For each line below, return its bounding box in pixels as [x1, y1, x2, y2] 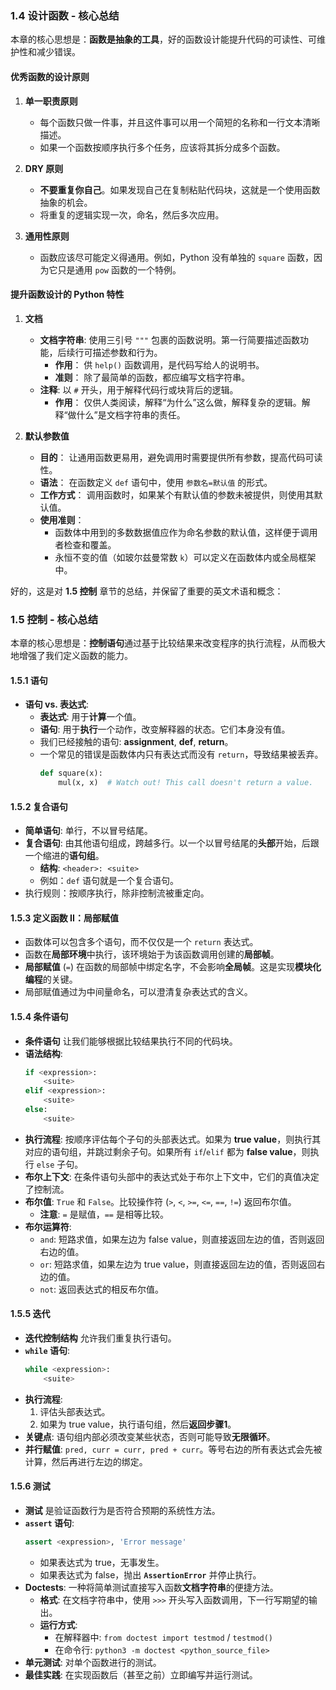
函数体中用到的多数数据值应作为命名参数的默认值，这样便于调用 [54, 526, 318, 538]
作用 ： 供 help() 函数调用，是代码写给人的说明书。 [54, 358, 265, 371]
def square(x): [39, 768, 103, 779]
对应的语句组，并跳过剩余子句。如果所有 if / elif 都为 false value [24, 1145, 293, 1157]
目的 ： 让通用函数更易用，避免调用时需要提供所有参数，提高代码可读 [39, 451, 323, 463]
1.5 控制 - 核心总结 [10, 612, 99, 626]
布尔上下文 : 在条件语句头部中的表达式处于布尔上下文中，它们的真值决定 [24, 1170, 320, 1182]
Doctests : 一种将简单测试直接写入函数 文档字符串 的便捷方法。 [24, 1581, 279, 1593]
